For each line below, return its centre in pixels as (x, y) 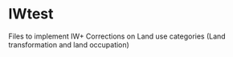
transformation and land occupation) (69, 44)
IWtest (31, 14)
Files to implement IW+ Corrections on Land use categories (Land (117, 36)
